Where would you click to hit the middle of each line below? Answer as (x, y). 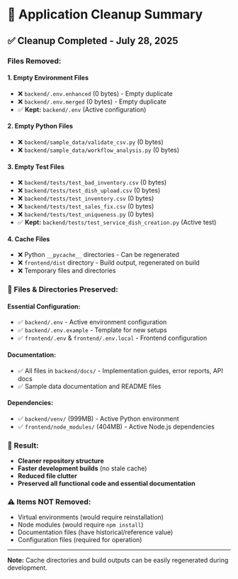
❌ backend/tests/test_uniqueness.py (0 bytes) (86, 214)
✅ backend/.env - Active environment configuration (92, 322)
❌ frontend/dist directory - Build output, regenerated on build (108, 263)
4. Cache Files (29, 239)
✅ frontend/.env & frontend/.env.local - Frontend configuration (112, 338)
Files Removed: (34, 61)
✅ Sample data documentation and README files (89, 386)
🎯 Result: (23, 445)
